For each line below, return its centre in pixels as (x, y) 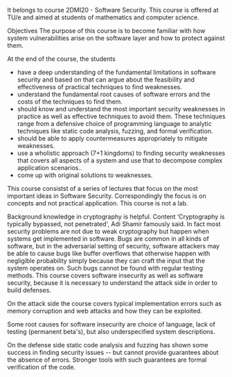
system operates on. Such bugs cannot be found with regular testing (105, 268)
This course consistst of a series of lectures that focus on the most (103, 188)
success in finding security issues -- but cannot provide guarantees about (113, 352)
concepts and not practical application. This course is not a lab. (98, 203)
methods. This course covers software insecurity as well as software (105, 275)
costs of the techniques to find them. (70, 102)
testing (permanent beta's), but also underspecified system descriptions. (111, 332)
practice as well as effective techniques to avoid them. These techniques (121, 116)
